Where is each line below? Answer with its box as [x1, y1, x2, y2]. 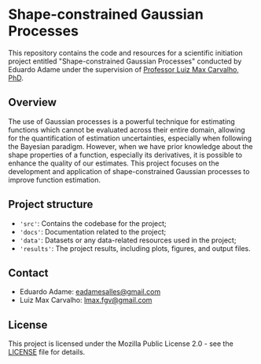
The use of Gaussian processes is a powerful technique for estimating [8, 116, 236, 126]
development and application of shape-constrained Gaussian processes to [8, 166, 250, 176]
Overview [8, 96, 57, 109]
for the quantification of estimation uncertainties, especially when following [8, 133, 252, 143]
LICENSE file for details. [8, 348, 86, 357]
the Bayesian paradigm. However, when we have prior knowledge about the [8, 141, 253, 151]
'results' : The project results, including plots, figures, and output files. [19, 243, 252, 253]
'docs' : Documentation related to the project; [19, 227, 167, 236]
